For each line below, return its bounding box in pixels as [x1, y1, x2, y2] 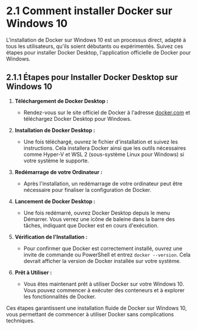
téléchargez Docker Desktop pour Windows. [23, 115, 132, 122]
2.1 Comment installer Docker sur [6, 4, 173, 18]
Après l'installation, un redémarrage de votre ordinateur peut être [23, 180, 183, 187]
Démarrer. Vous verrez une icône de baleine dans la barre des [23, 215, 175, 223]
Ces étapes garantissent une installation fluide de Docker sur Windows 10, [6, 304, 188, 312]
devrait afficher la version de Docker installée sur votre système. [23, 257, 182, 264]
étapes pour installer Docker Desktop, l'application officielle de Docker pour [6, 49, 191, 56]
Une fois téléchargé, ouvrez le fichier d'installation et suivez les [23, 138, 179, 145]
